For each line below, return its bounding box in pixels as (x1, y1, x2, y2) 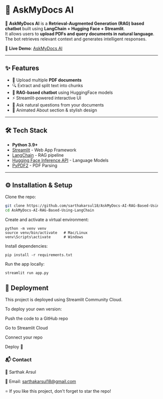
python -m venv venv (5, 226, 47, 231)
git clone (5, 203, 25, 208)
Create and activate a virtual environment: (5, 217, 89, 223)
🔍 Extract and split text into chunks (12, 82, 83, 88)
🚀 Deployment (5, 284, 49, 292)
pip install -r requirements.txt (5, 253, 73, 257)
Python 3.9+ (12, 142, 38, 147)
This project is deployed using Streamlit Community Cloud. (5, 296, 123, 302)
